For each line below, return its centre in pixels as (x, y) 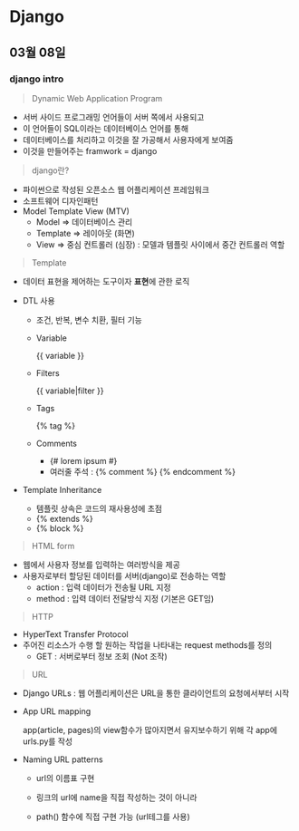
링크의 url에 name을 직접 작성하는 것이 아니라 (116, 797)
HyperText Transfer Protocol (75, 634)
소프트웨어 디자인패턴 (60, 200)
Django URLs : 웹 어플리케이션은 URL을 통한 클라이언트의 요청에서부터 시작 (156, 693)
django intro (37, 79)
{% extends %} (64, 518)
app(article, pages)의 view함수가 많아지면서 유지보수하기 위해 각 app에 (150, 730)
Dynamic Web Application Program (97, 98)
